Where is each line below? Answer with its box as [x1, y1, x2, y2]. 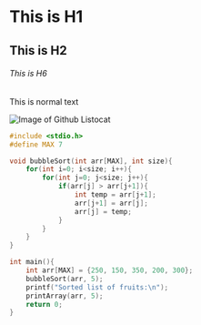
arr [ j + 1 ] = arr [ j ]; [74, 198, 148, 208]
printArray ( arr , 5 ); [25, 291, 104, 300]
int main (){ [9, 258, 55, 267]
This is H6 [9, 68, 47, 79]
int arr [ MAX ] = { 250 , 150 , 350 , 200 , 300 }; [25, 266, 194, 275]
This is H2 [9, 43, 67, 58]
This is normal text [9, 96, 79, 107]
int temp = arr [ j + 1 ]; [74, 190, 156, 199]
